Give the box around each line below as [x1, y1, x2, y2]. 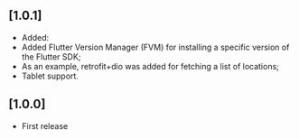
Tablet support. [21, 70, 79, 81]
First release [21, 120, 69, 131]
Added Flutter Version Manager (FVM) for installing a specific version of [21, 42, 290, 52]
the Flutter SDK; [21, 51, 81, 62]
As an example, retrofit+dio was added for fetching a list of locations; [21, 60, 279, 71]
